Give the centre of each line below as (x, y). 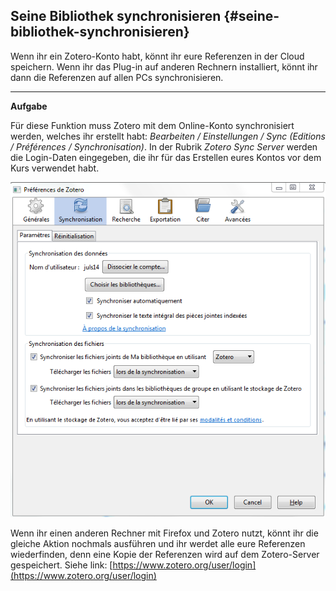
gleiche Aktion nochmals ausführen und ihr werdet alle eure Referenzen (158, 544)
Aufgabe (29, 106)
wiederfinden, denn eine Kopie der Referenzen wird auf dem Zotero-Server (165, 555)
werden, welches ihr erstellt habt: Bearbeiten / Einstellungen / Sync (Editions (168, 136)
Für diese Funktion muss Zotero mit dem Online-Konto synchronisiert (152, 125)
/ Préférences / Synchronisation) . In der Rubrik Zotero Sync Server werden (164, 146)
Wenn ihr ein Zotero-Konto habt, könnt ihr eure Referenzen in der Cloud (157, 56)
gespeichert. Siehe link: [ (61, 565)
